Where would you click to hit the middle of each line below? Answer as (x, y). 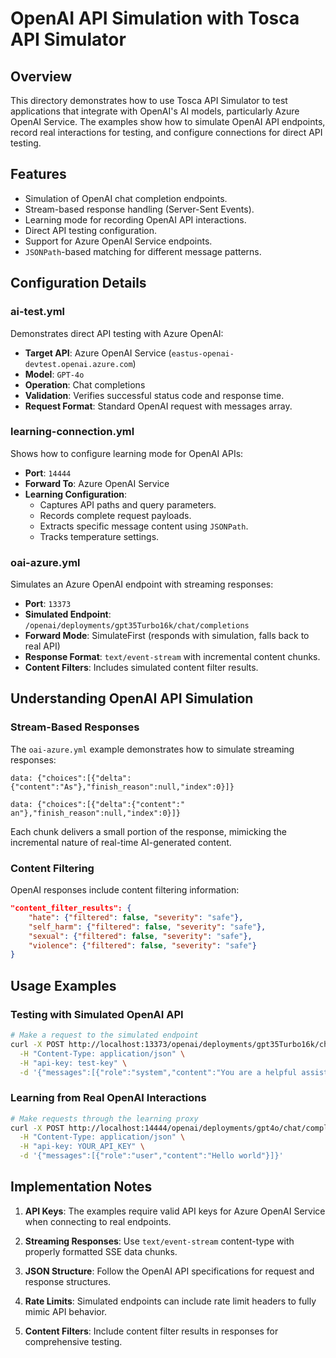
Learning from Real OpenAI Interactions (108, 1098)
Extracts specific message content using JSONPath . (144, 526)
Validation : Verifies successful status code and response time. (154, 395)
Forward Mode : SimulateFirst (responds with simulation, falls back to (167, 636)
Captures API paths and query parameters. (128, 504)
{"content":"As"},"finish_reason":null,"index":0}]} (122, 787)
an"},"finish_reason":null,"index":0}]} (96, 813)
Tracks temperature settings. (99, 536)
